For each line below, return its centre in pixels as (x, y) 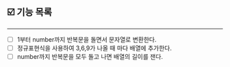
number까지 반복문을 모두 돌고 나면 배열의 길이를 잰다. (90, 56)
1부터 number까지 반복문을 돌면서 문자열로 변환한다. (87, 39)
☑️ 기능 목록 (30, 12)
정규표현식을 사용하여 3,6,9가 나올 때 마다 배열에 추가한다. (94, 48)
